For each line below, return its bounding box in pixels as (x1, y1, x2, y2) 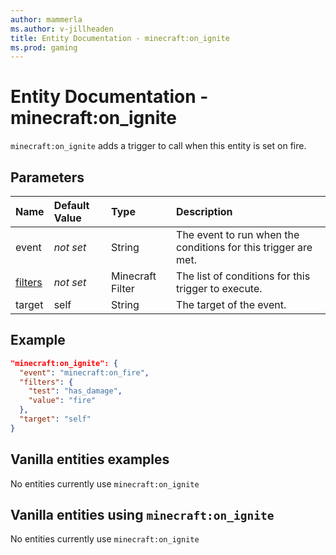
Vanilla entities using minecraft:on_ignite (10, 507, 275, 524)
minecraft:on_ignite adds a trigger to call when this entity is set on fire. (10, 140, 307, 152)
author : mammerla (10, 14, 83, 25)
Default (53, 199, 90, 212)
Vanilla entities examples (10, 451, 170, 468)
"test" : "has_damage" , (28, 386, 123, 396)
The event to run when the (176, 228, 300, 241)
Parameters (10, 169, 85, 186)
